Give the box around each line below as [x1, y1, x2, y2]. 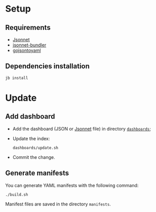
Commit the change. [12, 154, 56, 160]
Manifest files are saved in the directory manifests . [5, 201, 111, 207]
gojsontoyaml [12, 48, 42, 53]
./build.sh [5, 192, 28, 197]
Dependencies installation [5, 62, 90, 71]
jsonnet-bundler [12, 42, 47, 48]
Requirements [5, 23, 51, 32]
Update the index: [12, 135, 50, 142]
